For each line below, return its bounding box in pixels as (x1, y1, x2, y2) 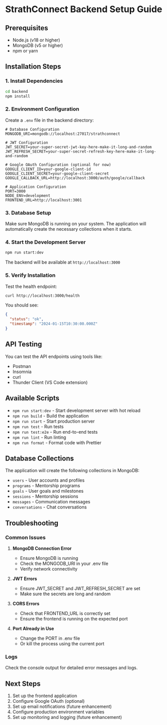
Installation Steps (5, 62, 61, 71)
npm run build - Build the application (12, 412, 89, 419)
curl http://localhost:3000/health (5, 293, 80, 298)
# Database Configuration (5, 127, 59, 132)
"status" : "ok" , (10, 317, 44, 322)
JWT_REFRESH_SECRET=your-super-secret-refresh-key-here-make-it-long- (5, 149, 156, 154)
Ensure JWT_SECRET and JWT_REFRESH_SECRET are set (20, 586, 141, 591)
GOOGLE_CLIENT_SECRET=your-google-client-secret (5, 171, 109, 176)
